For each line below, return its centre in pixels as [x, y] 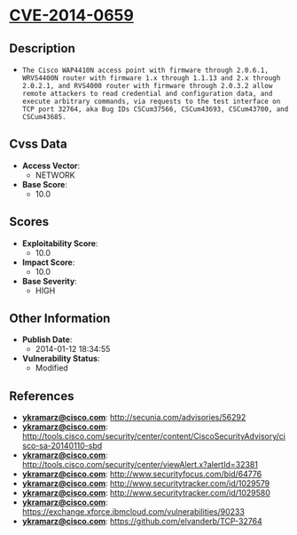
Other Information [60, 319]
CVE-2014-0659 [72, 16]
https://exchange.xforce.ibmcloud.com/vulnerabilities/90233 [133, 512]
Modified [51, 368]
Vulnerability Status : [61, 359]
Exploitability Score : [60, 243]
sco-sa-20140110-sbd [62, 446]
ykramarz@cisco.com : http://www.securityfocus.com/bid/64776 [142, 474]
